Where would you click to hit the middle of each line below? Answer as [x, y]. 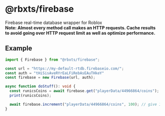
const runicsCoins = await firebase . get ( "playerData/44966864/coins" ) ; [84, 91]
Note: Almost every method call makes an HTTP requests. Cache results [80, 27]
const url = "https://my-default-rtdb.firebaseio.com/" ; [65, 69]
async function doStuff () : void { [41, 87]
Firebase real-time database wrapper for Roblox [54, 23]
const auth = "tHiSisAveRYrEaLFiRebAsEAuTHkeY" [55, 73]
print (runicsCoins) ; [30, 95]
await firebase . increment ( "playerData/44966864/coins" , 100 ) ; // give [83, 104]
